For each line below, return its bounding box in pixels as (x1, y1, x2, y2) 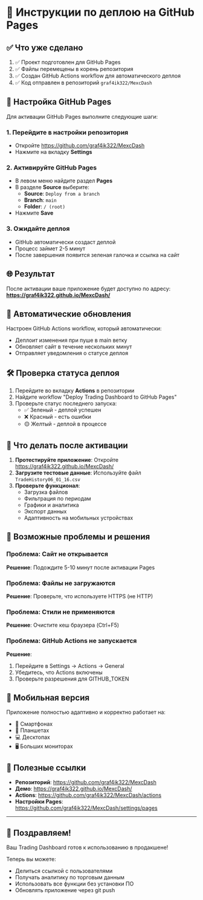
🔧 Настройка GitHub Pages (6, 97, 112, 107)
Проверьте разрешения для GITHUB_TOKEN (14, 675, 129, 682)
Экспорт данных (24, 507, 67, 515)
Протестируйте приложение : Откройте (14, 456, 119, 463)
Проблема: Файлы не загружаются (6, 579, 116, 587)
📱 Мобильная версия (6, 692, 89, 702)
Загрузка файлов (24, 488, 68, 496)
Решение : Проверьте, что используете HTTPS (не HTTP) (6, 592, 153, 599)
